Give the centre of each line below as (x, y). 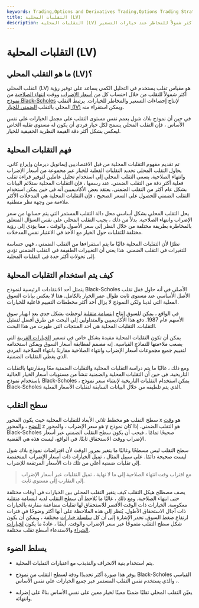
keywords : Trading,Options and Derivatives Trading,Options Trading (93, 12)
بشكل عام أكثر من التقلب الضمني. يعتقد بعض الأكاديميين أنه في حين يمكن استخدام (97, 189)
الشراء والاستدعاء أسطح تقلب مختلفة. (48, 530)
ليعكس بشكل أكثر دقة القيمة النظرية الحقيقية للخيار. (64, 131)
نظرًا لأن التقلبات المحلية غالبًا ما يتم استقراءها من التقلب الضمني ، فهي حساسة (93, 244)
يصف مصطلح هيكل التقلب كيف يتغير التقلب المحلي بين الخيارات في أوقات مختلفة (96, 492)
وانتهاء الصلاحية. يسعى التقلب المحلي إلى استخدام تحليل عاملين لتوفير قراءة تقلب (96, 177)
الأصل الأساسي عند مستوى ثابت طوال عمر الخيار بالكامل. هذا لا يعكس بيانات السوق (98, 295)
